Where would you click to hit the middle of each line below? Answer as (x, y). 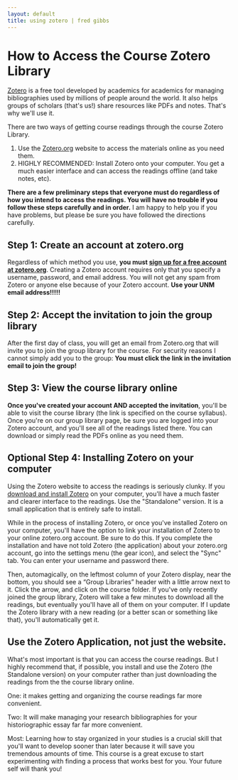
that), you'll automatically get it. (53, 619)
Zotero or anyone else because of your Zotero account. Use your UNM (111, 285)
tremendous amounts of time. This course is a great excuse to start (106, 753)
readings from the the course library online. (71, 682)
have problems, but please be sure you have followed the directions (107, 215)
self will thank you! (35, 769)
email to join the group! (42, 366)
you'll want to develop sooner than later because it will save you (101, 746)
